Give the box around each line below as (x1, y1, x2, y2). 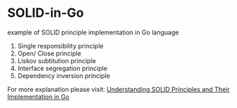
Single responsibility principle (17, 41, 104, 50)
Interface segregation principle (17, 64, 108, 72)
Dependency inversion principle (17, 72, 111, 80)
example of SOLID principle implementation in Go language (7, 28, 179, 36)
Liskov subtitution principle (17, 56, 97, 65)
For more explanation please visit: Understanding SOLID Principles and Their (7, 85, 231, 93)
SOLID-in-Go (7, 5, 85, 21)
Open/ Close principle (17, 49, 82, 58)
